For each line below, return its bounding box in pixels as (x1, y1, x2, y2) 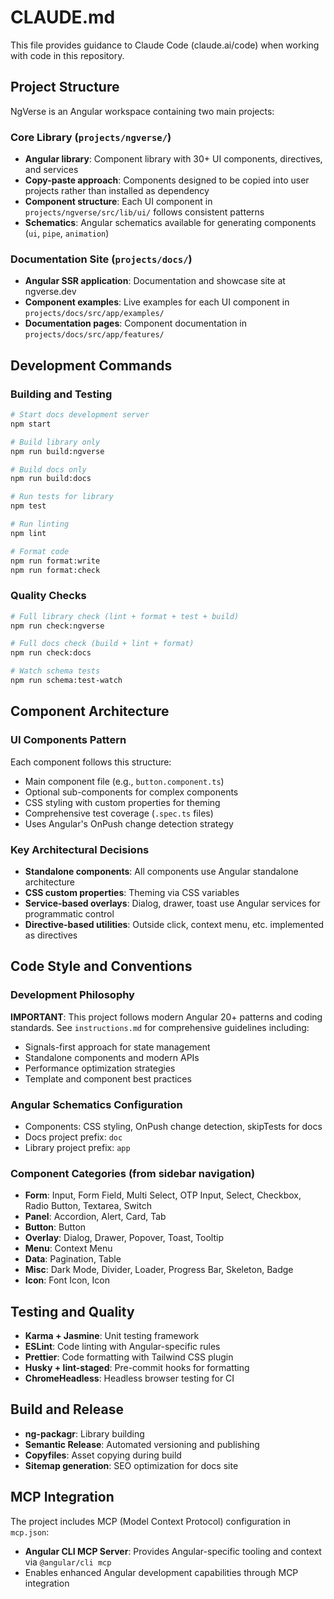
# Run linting (10, 519, 70, 530)
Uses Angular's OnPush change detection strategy (24, 817, 234, 830)
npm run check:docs (10, 648, 92, 658)
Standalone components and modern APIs (24, 1051, 200, 1063)
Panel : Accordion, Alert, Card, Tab (24, 1211, 167, 1223)
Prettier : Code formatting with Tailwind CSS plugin (24, 1351, 234, 1363)
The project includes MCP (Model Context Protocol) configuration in (10, 1515, 291, 1527)
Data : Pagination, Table (24, 1253, 122, 1265)
